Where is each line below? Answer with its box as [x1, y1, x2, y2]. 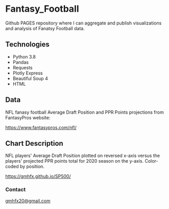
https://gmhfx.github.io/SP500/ [5, 173, 71, 179]
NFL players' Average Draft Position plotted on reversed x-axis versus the [5, 152, 160, 159]
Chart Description [5, 139, 64, 148]
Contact [5, 186, 26, 193]
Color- [144, 158, 158, 164]
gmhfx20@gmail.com [5, 197, 51, 204]
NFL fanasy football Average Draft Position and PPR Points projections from [5, 109, 164, 115]
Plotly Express [12, 70, 43, 76]
